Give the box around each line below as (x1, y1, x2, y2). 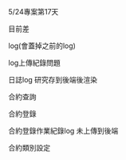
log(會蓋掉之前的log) (8, 41, 76, 50)
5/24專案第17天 (8, 7, 59, 16)
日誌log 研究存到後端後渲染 (8, 75, 98, 84)
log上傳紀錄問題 (8, 58, 61, 67)
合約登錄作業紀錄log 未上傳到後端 (8, 126, 119, 135)
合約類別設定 (8, 143, 50, 152)
